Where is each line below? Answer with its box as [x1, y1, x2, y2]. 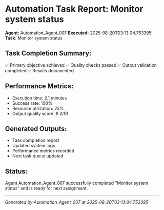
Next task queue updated [12, 153, 63, 159]
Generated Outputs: [5, 124, 67, 133]
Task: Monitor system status [5, 35, 62, 41]
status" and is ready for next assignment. [5, 185, 88, 191]
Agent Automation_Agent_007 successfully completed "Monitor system [5, 180, 148, 186]
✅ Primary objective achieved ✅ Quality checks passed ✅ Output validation [5, 62, 157, 68]
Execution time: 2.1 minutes [12, 95, 67, 101]
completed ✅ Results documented [5, 67, 74, 74]
